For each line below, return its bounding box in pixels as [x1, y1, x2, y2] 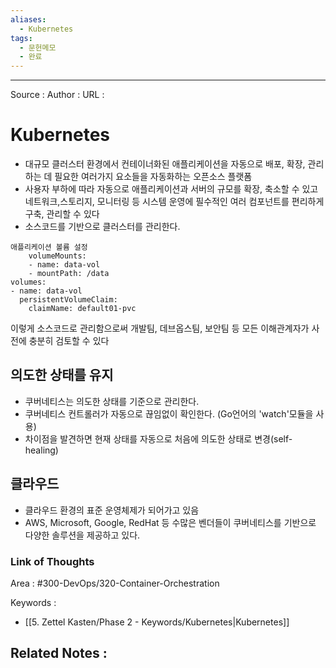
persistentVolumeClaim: [19, 295, 118, 305]
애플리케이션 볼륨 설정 [10, 242, 88, 253]
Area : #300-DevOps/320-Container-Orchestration [10, 577, 220, 589]
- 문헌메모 [19, 42, 57, 53]
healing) [24, 444, 59, 456]
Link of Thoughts [10, 554, 95, 568]
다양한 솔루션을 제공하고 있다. [24, 529, 141, 541]
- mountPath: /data [28, 269, 110, 279]
